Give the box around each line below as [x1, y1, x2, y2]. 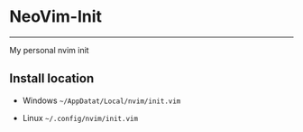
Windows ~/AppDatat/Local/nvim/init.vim [22, 95, 181, 106]
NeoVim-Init [9, 6, 102, 27]
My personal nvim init [9, 44, 89, 55]
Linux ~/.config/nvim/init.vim [22, 112, 138, 123]
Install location [9, 71, 95, 87]
